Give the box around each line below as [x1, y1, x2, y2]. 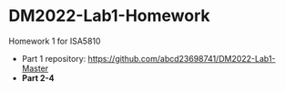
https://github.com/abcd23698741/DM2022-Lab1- [87, 53, 276, 64]
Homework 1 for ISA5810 [8, 35, 101, 46]
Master [21, 63, 49, 74]
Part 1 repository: [21, 53, 87, 64]
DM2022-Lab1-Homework [8, 5, 210, 26]
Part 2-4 [21, 72, 56, 83]
